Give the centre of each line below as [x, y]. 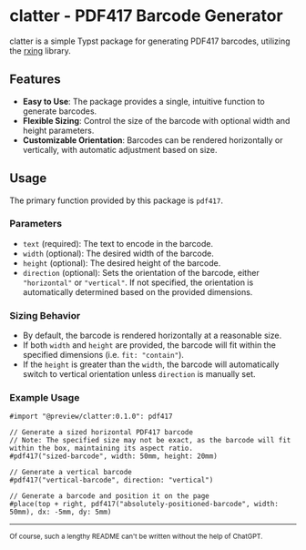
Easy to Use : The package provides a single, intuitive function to [144, 101]
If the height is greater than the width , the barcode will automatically [151, 364]
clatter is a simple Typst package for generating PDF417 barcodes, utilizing [150, 41]
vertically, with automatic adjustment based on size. [120, 149]
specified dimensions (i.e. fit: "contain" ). [103, 355]
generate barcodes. [60, 111]
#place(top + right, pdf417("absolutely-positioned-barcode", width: [144, 504]
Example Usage [45, 398]
